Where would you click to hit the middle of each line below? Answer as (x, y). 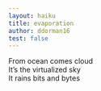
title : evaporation (41, 23)
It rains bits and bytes (44, 78)
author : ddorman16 (39, 31)
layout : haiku (32, 16)
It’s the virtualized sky (44, 70)
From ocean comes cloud (51, 61)
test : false (28, 38)
